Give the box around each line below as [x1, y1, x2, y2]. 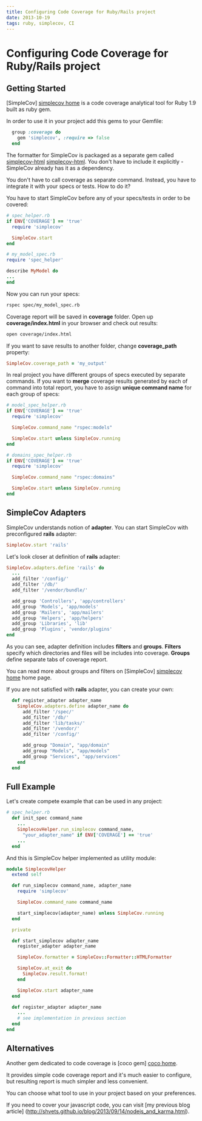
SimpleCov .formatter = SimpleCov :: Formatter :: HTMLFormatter [17, 954, 172, 960]
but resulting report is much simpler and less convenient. [6, 1077, 149, 1085]
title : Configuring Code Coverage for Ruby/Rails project [6, 8, 156, 15]
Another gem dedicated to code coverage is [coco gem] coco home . [6, 1059, 178, 1066]
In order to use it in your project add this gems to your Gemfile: [6, 118, 164, 125]
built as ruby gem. [6, 106, 52, 113]
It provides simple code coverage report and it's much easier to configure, [6, 1071, 192, 1079]
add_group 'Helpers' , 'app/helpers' [12, 615, 104, 621]
